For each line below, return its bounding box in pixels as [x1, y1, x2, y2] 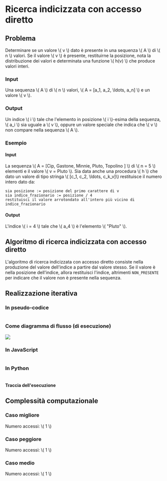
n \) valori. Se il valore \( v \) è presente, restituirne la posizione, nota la [5, 52, 151, 58]
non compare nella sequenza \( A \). [5, 126, 79, 133]
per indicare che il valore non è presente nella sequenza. [5, 274, 122, 280]
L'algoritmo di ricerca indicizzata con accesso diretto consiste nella [5, 258, 144, 264]
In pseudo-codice [5, 304, 49, 311]
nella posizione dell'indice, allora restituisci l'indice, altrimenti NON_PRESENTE [5, 269, 159, 275]
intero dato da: [5, 178, 35, 184]
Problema [5, 34, 36, 42]
